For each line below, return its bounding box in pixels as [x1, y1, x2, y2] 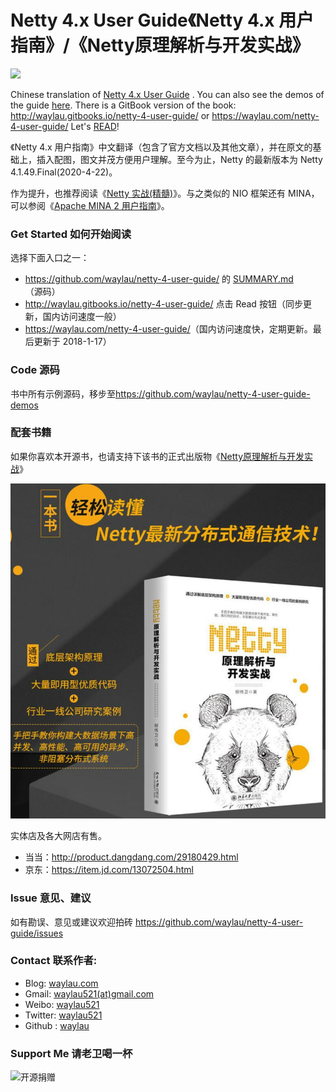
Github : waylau [24, 1019, 90, 1031]
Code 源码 [10, 363, 60, 377]
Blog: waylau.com [24, 977, 99, 989]
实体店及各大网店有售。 [10, 830, 107, 842]
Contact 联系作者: [10, 954, 98, 968]
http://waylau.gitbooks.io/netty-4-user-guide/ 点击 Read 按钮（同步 [24, 298, 303, 310]
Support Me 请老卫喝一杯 [10, 1046, 133, 1060]
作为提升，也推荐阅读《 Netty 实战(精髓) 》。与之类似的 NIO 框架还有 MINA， [10, 187, 320, 199]
